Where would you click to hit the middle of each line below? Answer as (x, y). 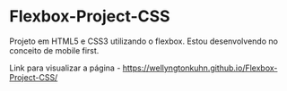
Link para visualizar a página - (65, 68)
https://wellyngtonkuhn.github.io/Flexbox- (200, 68)
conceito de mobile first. (54, 50)
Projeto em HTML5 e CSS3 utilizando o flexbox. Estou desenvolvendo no (143, 41)
